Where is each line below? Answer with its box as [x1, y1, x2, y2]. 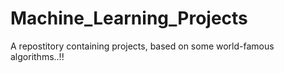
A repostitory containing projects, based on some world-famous [10, 40, 275, 52]
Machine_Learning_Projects [10, 7, 248, 30]
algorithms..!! [10, 50, 65, 62]
